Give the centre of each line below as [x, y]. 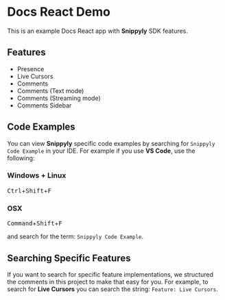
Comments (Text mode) [50, 90]
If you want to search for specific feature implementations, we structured [110, 274]
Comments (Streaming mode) [59, 98]
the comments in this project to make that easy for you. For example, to [108, 282]
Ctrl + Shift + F [29, 190]
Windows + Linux [37, 175]
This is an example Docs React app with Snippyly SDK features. [98, 31]
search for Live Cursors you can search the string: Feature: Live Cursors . [113, 289]
